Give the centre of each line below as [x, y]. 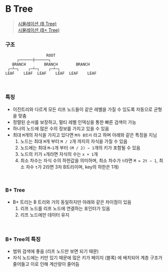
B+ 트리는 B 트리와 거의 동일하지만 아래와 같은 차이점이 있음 [72, 202]
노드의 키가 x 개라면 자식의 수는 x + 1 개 [59, 154]
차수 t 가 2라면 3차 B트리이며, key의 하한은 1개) [72, 167]
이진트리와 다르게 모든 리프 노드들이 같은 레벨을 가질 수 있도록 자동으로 [82, 109]
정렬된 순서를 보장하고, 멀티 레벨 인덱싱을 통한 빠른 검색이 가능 [74, 122]
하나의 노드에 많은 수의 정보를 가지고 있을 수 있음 [61, 128]
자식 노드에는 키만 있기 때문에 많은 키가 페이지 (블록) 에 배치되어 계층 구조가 [88, 258]
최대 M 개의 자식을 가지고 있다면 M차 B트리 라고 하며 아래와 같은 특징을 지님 [85, 135]
